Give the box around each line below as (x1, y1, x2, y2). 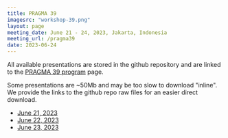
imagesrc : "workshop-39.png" (7, 16, 91, 23)
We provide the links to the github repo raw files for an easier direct (7, 88, 198, 96)
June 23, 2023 (16, 124, 59, 131)
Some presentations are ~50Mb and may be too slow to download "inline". (7, 81, 218, 89)
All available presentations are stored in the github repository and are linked (7, 61, 221, 68)
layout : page (7, 23, 45, 29)
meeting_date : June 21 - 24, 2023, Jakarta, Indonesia (7, 29, 168, 36)
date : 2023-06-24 (7, 42, 57, 49)
